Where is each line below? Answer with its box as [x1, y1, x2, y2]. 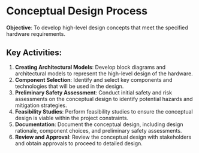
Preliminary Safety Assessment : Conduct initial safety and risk [14, 88, 173, 96]
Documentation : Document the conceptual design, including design [14, 121, 183, 128]
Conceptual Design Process [6, 4, 148, 18]
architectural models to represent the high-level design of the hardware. [14, 70, 193, 77]
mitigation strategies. [14, 102, 67, 109]
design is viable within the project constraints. [14, 114, 129, 121]
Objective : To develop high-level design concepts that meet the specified [6, 24, 189, 31]
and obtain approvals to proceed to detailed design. [14, 139, 143, 147]
